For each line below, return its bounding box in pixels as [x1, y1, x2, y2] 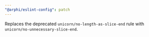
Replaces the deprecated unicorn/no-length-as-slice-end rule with [5, 21, 144, 27]
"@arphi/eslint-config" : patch [5, 7, 70, 12]
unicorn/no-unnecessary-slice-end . [5, 26, 78, 32]
